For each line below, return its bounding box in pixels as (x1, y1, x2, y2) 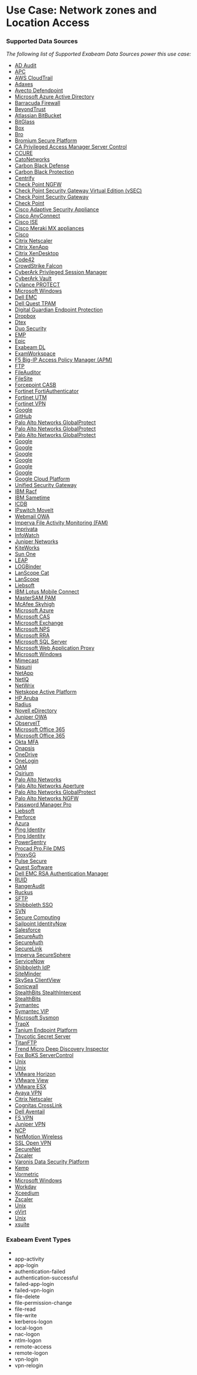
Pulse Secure (14, 857, 47, 864)
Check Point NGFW (14, 181, 62, 188)
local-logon (14, 1324, 43, 1331)
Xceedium (14, 1189, 39, 1197)
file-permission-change (14, 1299, 72, 1306)
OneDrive (14, 751, 38, 758)
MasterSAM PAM (14, 594, 56, 601)
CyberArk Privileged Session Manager (14, 269, 108, 276)
